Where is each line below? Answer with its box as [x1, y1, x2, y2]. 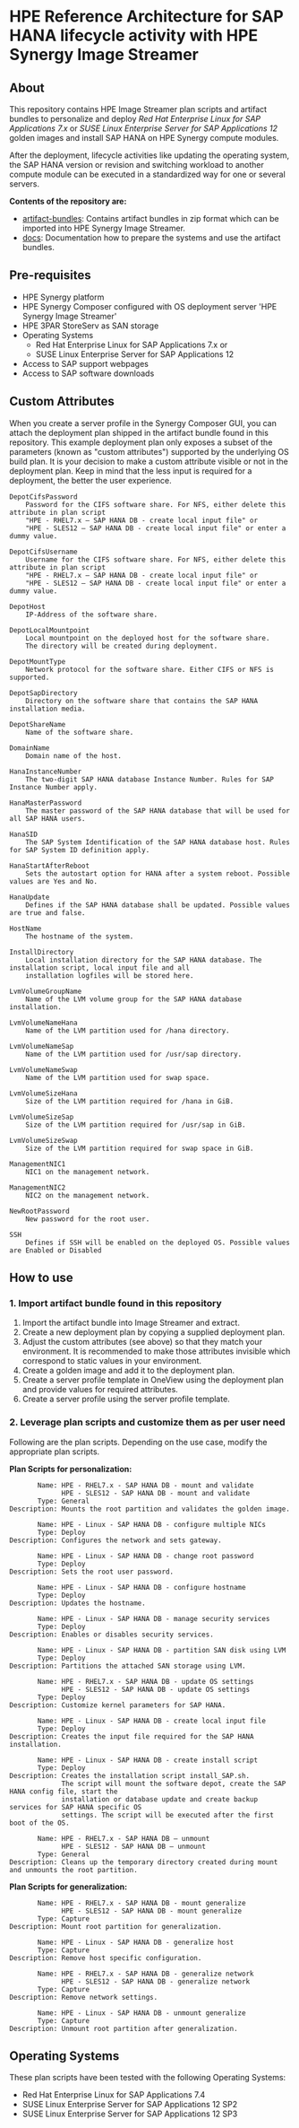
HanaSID [9, 830, 38, 839]
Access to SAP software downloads [21, 368, 155, 379]
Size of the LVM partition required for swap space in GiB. [25, 1144, 254, 1153]
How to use [9, 1270, 73, 1286]
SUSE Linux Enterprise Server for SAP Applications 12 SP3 [21, 2108, 238, 2119]
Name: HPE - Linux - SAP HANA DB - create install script [37, 1756, 258, 1765]
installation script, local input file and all [9, 963, 191, 972]
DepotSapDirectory [9, 688, 78, 697]
